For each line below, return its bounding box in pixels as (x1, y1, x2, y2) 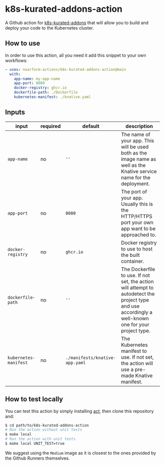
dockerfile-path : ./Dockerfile (14, 90, 78, 95)
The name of (121, 131, 151, 138)
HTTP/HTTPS (121, 213, 153, 219)
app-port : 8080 (14, 81, 45, 86)
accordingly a (121, 309, 153, 315)
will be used (121, 143, 149, 150)
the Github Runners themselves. (5, 455, 70, 461)
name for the (121, 174, 151, 181)
